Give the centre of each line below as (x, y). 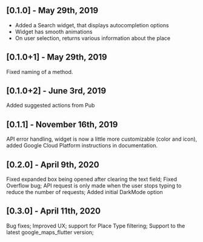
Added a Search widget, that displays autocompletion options (92, 25)
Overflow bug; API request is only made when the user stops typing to (94, 186)
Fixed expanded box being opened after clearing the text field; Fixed (92, 180)
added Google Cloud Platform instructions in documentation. (82, 146)
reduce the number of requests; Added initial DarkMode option (85, 192)
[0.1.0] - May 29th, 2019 (52, 11)
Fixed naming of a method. (40, 72)
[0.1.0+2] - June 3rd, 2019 (56, 91)
